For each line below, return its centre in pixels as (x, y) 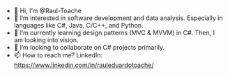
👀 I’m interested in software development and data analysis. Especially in (118, 18)
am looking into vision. (46, 40)
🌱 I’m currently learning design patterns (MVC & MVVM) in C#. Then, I (114, 32)
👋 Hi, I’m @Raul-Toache (48, 11)
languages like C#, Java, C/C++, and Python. (78, 25)
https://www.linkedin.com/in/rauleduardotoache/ (84, 65)
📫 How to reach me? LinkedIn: (58, 55)
